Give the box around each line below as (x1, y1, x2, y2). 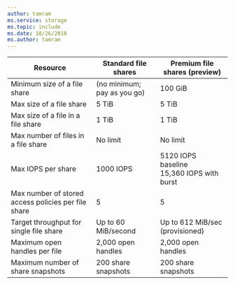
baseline (159, 160, 188, 169)
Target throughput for (10, 218, 82, 228)
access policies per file (10, 197, 87, 207)
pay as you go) (96, 88, 145, 98)
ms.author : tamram (7, 36, 61, 43)
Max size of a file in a (10, 111, 80, 120)
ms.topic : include (7, 23, 61, 30)
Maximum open (10, 237, 62, 247)
